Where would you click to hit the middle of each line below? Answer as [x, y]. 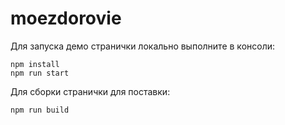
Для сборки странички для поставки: [90, 91]
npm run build [40, 110]
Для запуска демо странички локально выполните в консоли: [143, 46]
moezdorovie [66, 18]
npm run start [40, 73]
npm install [35, 64]
